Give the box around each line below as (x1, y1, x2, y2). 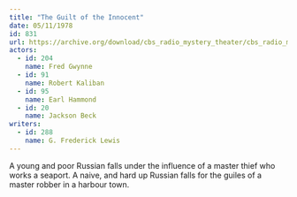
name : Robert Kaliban (25, 79, 104, 87)
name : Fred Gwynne (25, 63, 93, 72)
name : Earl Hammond (25, 95, 97, 104)
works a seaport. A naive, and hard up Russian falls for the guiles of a (9, 170, 263, 180)
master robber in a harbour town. (9, 178, 130, 190)
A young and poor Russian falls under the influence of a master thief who (9, 160, 276, 170)
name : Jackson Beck (25, 111, 97, 120)
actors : (9, 46, 38, 55)
